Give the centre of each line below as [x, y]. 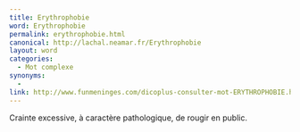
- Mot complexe [46, 68]
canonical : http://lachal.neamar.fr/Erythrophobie [105, 42]
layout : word [33, 51]
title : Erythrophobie [50, 17]
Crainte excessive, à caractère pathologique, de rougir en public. [129, 118]
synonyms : [28, 76]
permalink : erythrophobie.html [67, 34]
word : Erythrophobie [48, 26]
